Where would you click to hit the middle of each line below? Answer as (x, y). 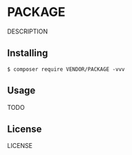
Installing (28, 53)
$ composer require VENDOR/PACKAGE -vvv (66, 69)
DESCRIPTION (28, 31)
